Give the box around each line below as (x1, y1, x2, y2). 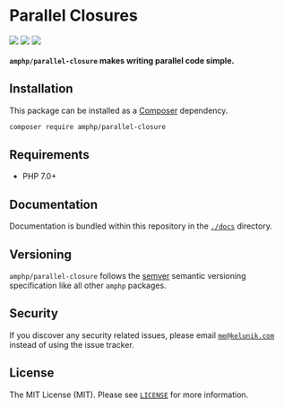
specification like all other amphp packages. (9, 280, 168, 291)
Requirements (9, 147, 90, 162)
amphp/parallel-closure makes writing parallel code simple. (9, 55, 235, 65)
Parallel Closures (9, 5, 139, 26)
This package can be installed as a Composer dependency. (9, 105, 228, 116)
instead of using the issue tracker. (9, 339, 134, 350)
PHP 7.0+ (22, 171, 56, 182)
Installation (9, 82, 73, 97)
